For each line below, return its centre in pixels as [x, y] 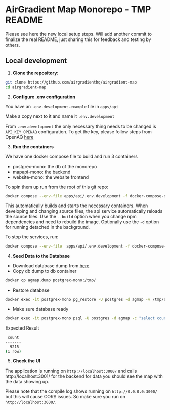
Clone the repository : [35, 73]
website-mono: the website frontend [51, 177]
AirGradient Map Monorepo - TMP [78, 9]
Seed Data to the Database [41, 256]
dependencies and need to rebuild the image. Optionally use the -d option [82, 222]
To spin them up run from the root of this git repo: [57, 187]
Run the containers [33, 147]
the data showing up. [27, 382]
